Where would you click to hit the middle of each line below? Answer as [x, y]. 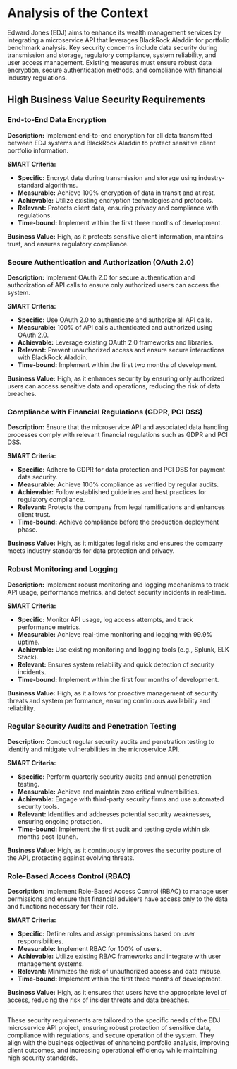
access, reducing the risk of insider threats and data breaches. [98, 1000]
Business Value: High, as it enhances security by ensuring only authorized [116, 378]
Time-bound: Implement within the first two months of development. [118, 364]
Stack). [28, 657]
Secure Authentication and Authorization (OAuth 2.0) [101, 262]
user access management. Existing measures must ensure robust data [110, 62]
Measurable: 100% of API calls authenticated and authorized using [115, 327]
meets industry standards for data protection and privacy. [91, 551]
